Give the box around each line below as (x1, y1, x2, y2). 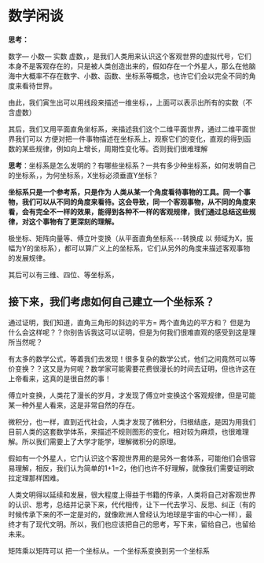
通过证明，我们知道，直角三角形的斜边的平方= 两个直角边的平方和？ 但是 (8, 317, 244, 327)
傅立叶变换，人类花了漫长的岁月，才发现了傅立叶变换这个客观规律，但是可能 (8, 391, 256, 400)
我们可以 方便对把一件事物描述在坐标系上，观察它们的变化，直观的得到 (14, 134, 244, 143)
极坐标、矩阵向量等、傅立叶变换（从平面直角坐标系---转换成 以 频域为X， (8, 233, 247, 243)
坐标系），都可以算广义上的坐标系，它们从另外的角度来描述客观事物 (33, 243, 251, 253)
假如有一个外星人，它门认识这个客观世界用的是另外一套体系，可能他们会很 (8, 454, 249, 463)
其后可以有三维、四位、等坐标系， (8, 269, 119, 280)
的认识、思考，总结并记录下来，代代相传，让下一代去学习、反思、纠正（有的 (8, 499, 256, 509)
